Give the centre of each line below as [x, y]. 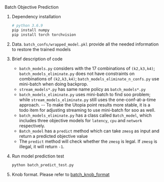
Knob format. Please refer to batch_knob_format [61, 174]
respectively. [32, 126]
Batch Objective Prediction [32, 7]
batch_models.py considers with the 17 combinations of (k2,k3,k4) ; [87, 68]
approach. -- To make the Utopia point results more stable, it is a [85, 104]
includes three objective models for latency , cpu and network [81, 120]
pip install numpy [31, 30]
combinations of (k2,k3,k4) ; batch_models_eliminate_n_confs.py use [89, 78]
